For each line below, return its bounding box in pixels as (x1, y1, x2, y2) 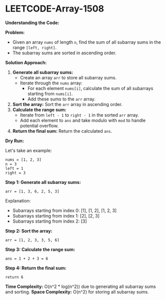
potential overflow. (20, 123, 59, 129)
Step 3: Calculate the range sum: (5, 246, 75, 252)
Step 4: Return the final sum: (5, 265, 67, 271)
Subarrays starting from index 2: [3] (12, 218, 87, 224)
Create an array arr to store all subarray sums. (20, 74, 117, 80)
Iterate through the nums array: (20, 80, 82, 86)
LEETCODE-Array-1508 (5, 3, 105, 15)
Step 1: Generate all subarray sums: (5, 179, 81, 185)
